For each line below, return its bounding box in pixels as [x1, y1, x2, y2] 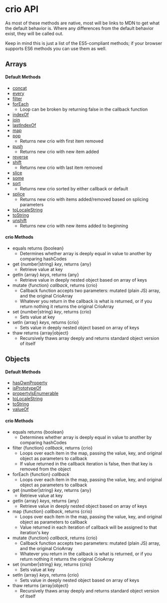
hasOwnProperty [12, 380, 48, 386]
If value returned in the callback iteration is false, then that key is [19, 460, 153, 466]
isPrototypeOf [12, 385, 41, 391]
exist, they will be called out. [5, 30, 64, 36]
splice [12, 191, 25, 197]
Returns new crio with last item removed [19, 164, 103, 170]
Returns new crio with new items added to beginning [19, 223, 128, 229]
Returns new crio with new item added [19, 149, 99, 154]
